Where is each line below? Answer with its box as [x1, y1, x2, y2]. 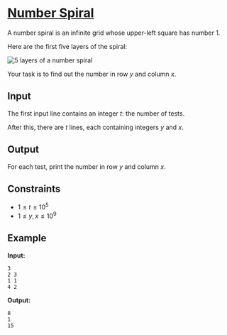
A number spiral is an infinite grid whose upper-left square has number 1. [7, 28, 221, 37]
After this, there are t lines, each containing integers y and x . [7, 123, 184, 131]
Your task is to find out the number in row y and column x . [7, 70, 177, 78]
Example [7, 232, 47, 244]
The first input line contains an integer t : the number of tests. [7, 109, 185, 118]
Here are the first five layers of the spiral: [7, 42, 128, 50]
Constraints [7, 182, 61, 194]
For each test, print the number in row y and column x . [7, 162, 166, 171]
